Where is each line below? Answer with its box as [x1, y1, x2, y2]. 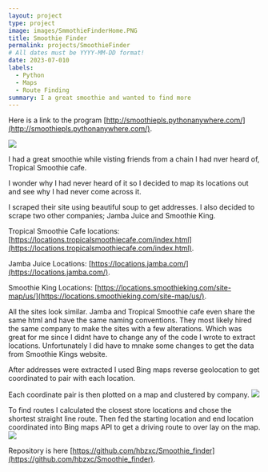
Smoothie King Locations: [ [8, 283, 98, 293]
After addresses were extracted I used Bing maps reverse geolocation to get [8, 365, 260, 374]
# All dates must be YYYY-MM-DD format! [8, 49, 146, 57]
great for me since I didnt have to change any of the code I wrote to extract [8, 333, 256, 342]
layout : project [8, 11, 62, 20]
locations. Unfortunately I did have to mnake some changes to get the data [8, 341, 254, 350]
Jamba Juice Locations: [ [8, 259, 92, 269]
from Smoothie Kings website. [8, 350, 108, 359]
